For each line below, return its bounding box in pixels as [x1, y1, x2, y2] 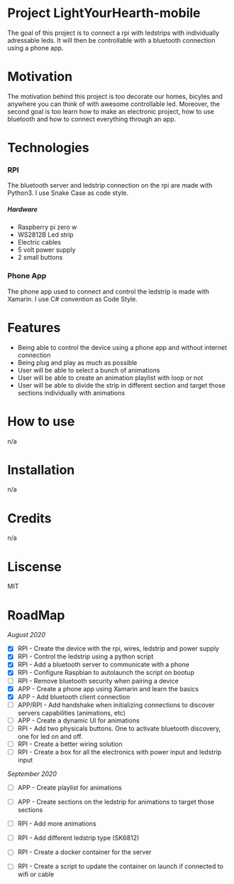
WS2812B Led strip [17, 230, 74, 239]
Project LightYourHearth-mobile [7, 5, 201, 21]
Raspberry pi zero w [17, 223, 77, 232]
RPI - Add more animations [17, 819, 97, 828]
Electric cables [17, 238, 62, 247]
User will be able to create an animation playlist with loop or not [17, 373, 204, 382]
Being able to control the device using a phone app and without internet [17, 343, 228, 351]
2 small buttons [17, 253, 63, 262]
